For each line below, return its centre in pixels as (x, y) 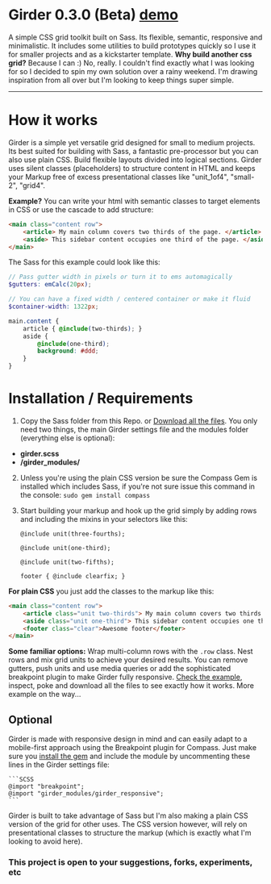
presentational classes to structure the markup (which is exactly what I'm (130, 833)
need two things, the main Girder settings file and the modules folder (134, 429)
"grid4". (32, 185)
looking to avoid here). (46, 841)
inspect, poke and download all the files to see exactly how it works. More (131, 686)
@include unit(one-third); (65, 548)
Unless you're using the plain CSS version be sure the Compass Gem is (139, 477)
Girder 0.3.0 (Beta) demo (94, 15)
